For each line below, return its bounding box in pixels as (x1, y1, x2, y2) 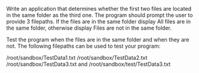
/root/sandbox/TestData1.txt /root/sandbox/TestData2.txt (6, 54, 148, 61)
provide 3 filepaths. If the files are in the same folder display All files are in (6, 18, 191, 25)
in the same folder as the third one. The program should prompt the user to (6, 11, 194, 19)
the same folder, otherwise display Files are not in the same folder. (6, 24, 172, 31)
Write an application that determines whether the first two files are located (6, 5, 192, 12)
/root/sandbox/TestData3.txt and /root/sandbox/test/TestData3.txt (6, 60, 171, 68)
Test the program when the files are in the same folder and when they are (6, 36, 189, 43)
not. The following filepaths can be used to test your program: (6, 42, 161, 49)
